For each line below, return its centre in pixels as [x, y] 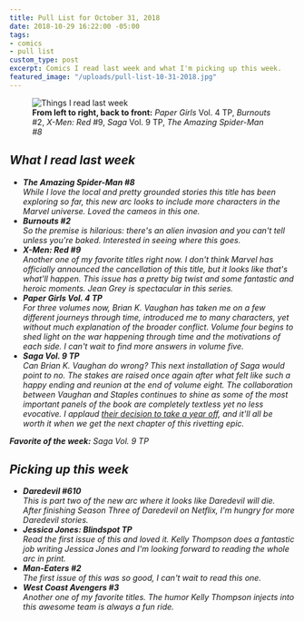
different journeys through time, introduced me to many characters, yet [156, 317]
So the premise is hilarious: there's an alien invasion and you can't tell [154, 230]
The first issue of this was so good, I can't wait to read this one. [142, 578]
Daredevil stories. [55, 520]
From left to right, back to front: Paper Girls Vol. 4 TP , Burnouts [152, 112]
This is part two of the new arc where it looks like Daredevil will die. [149, 501]
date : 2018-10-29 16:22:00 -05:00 [75, 26]
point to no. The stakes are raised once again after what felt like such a [157, 375]
